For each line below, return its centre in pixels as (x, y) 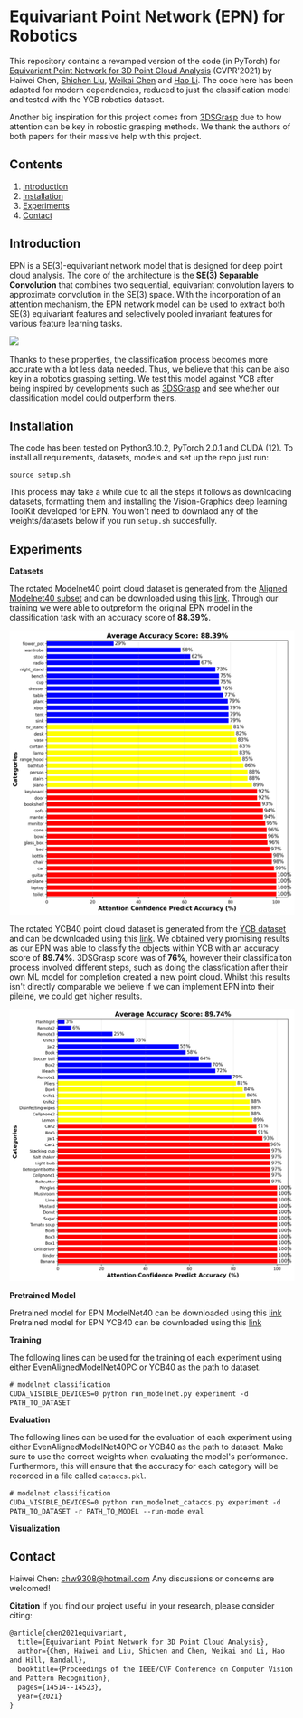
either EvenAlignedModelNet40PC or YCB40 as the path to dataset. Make (147, 1447)
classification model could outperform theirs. (93, 398)
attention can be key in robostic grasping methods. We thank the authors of (150, 126)
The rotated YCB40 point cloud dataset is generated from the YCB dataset (148, 929)
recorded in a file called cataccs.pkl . (78, 1476)
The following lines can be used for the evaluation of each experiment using (151, 1438)
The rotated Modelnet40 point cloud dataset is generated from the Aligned (148, 589)
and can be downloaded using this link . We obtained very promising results (149, 939)
